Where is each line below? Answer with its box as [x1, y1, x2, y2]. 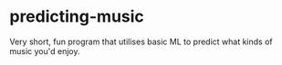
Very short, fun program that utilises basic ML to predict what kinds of [9, 36, 273, 47]
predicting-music [9, 6, 144, 27]
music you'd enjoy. [9, 45, 80, 56]
